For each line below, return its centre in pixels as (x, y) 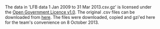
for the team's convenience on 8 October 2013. (52, 22)
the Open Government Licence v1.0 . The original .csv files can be (70, 12)
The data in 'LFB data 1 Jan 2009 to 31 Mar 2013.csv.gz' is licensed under (78, 7)
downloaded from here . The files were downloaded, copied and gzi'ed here (80, 17)
